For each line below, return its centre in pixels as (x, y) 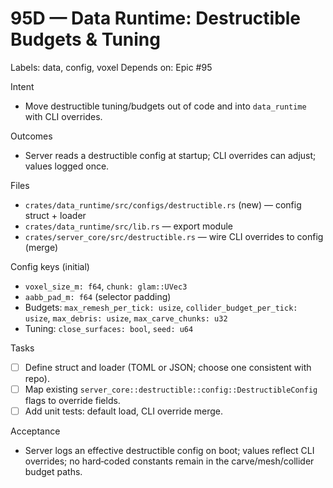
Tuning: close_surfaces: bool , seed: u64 (109, 328)
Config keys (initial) (50, 266)
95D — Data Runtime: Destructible (156, 18)
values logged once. (67, 166)
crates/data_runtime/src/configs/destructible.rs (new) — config (163, 204)
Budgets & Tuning (85, 39)
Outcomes (31, 136)
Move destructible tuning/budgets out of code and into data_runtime (165, 106)
